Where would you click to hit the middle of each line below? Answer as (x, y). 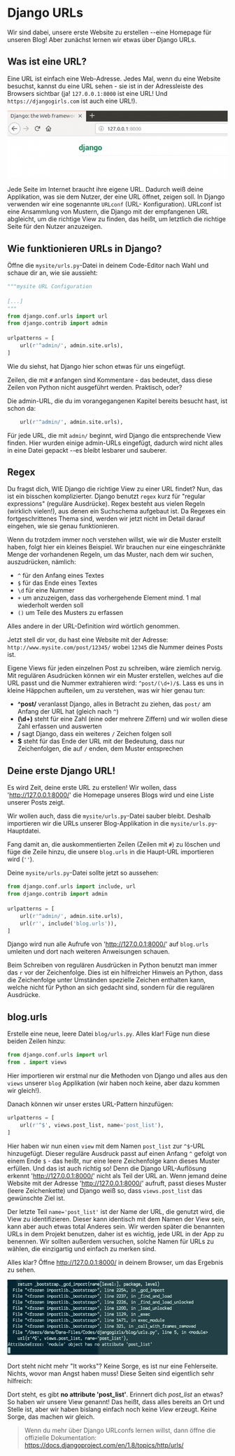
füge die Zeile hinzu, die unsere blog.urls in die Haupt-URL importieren (111, 852)
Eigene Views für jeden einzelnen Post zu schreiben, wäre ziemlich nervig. (115, 668)
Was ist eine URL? (47, 62)
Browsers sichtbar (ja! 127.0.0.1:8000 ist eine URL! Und (87, 93)
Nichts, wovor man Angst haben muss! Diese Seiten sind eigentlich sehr (111, 1373)
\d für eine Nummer (46, 591)
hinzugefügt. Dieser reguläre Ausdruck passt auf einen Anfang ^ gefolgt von (117, 1153)
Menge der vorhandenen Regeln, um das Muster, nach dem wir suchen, (111, 555)
